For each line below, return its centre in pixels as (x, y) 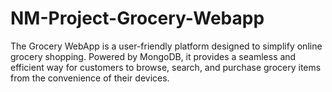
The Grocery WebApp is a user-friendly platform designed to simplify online (166, 46)
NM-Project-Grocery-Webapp (137, 18)
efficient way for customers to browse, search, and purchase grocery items (166, 67)
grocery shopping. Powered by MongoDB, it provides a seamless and (153, 56)
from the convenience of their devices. (90, 78)
